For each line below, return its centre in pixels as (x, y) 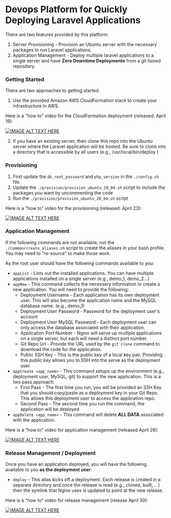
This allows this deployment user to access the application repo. (88, 398)
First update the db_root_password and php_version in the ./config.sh (86, 176)
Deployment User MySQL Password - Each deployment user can (88, 322)
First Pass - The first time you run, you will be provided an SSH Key (91, 387)
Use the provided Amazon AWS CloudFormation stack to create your (85, 100)
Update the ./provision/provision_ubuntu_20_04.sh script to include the (89, 187)
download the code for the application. (61, 349)
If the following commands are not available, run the (60, 242)
